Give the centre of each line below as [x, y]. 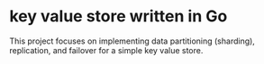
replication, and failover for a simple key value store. [106, 50]
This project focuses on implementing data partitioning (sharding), [132, 41]
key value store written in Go [118, 16]
